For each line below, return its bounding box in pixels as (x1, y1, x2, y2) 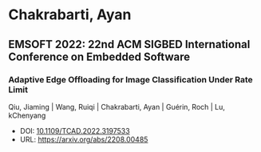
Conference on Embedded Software (8, 50, 190, 63)
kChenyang (8, 110, 46, 120)
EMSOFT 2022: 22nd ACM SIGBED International (8, 38, 251, 51)
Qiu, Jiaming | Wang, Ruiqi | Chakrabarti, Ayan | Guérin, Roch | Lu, (8, 102, 226, 111)
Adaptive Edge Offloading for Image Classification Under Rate (8, 74, 253, 85)
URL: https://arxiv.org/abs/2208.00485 (19, 134, 148, 144)
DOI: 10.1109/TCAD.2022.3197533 (19, 126, 130, 135)
